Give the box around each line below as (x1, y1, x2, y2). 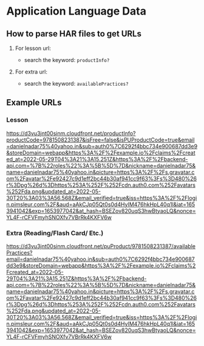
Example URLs (6, 97, 62, 108)
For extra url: (15, 68, 47, 75)
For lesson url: (15, 44, 52, 52)
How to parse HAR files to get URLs (6, 29, 141, 39)
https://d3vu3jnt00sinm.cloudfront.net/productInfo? (6, 130, 136, 137)
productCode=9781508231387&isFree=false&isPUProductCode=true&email (6, 136, 195, 144)
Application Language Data (6, 4, 147, 18)
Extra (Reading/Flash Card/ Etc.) (6, 229, 104, 237)
